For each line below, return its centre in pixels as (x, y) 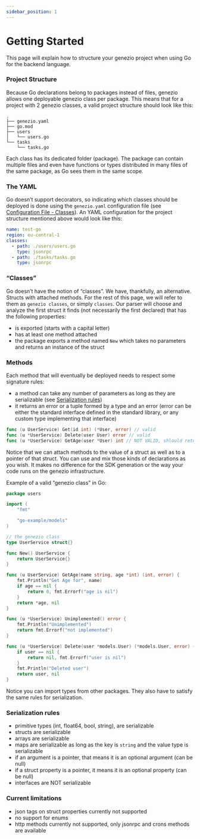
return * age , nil (38, 603)
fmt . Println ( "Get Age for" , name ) (60, 581)
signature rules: (25, 382)
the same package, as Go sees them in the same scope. (75, 171)
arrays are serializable (42, 739)
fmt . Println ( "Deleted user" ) (53, 668)
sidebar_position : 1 (32, 12)
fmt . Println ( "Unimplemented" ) (54, 625)
